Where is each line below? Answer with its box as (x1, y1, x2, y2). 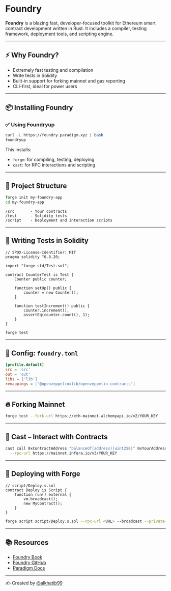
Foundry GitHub (12, 559, 46, 566)
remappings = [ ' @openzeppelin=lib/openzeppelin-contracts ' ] (5, 381, 136, 386)
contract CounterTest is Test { (5, 272, 74, 277)
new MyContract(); (23, 501, 63, 506)
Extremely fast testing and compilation (12, 67, 94, 73)
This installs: (5, 147, 32, 153)
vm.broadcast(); (23, 496, 58, 501)
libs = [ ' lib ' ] (5, 376, 38, 382)
